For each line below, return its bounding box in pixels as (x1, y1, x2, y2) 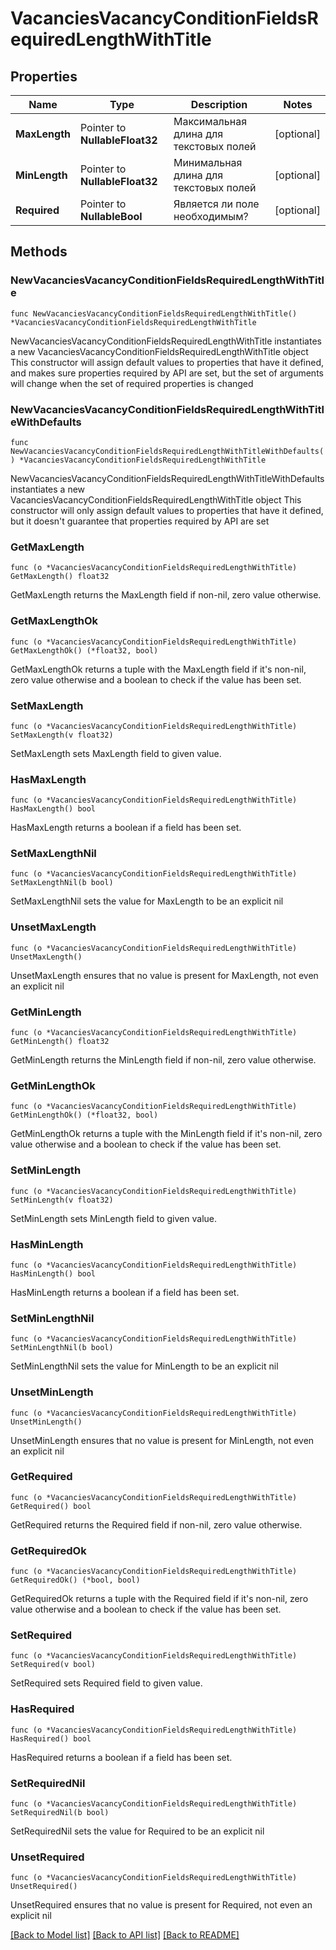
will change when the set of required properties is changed (10, 377, 254, 389)
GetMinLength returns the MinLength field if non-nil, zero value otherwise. (10, 1054, 317, 1066)
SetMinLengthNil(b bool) (10, 1343, 114, 1353)
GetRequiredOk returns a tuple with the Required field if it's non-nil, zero (10, 1593, 309, 1605)
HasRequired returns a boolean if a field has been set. (10, 1751, 233, 1763)
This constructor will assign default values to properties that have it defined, (10, 356, 325, 368)
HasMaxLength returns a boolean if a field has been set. (10, 822, 242, 834)
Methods (10, 243, 68, 261)
